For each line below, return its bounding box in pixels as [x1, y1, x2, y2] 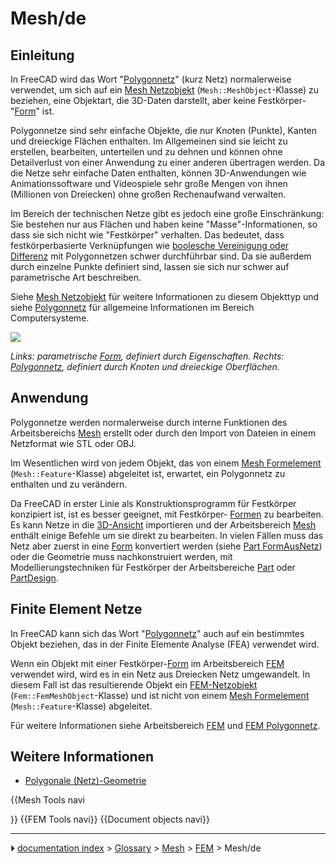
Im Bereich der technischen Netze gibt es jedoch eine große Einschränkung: [10, 208, 325, 219]
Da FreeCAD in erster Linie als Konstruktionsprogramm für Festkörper [10, 497, 297, 509]
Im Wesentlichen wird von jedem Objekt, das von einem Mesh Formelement [10, 457, 322, 469]
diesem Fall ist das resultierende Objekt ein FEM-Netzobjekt [10, 678, 258, 691]
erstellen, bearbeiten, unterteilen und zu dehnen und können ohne [10, 146, 283, 157]
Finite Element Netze [10, 601, 143, 618]
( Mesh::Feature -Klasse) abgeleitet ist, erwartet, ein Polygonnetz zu [10, 467, 286, 479]
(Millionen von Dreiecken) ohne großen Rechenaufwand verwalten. [10, 188, 287, 200]
